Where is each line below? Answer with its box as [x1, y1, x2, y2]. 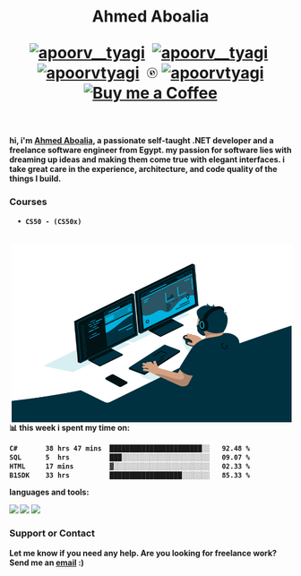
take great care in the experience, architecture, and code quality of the [9, 164, 278, 175]
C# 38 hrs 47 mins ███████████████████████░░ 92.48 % [9, 443, 251, 453]
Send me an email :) [9, 557, 85, 568]
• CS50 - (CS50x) [17, 217, 82, 226]
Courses [9, 195, 47, 208]
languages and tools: [9, 486, 90, 497]
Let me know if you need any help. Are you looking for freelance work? [9, 547, 278, 558]
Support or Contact [9, 527, 96, 539]
